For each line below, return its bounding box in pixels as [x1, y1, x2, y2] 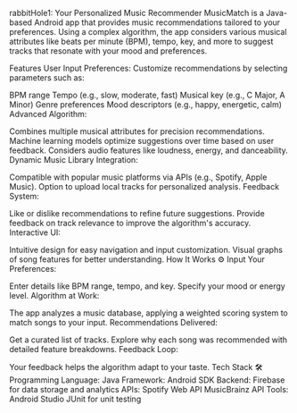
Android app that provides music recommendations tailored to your [34, 17, 281, 28]
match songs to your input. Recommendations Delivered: [9, 317, 219, 327]
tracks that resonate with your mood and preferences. [9, 46, 208, 56]
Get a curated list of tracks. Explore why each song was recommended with [9, 334, 288, 345]
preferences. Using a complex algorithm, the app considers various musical [9, 27, 287, 37]
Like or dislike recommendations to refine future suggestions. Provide [9, 208, 265, 218]
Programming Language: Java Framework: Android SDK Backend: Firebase [9, 375, 285, 385]
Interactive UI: [9, 227, 61, 238]
